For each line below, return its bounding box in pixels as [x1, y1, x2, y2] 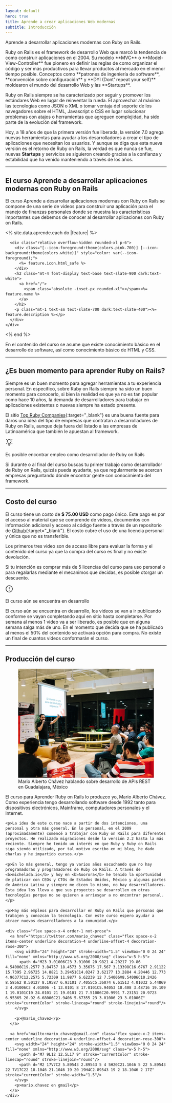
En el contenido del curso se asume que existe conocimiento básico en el [5, 342, 160, 348]
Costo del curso [5, 497, 57, 506]
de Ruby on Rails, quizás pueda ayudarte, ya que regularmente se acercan [5, 466, 162, 473]
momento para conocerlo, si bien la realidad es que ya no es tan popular [5, 391, 158, 397]
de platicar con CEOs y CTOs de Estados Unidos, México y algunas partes [5, 877, 166, 882]
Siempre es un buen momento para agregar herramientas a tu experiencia [5, 380, 162, 386]
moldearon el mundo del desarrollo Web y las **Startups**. [5, 82, 131, 88]
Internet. [5, 810, 24, 816]
